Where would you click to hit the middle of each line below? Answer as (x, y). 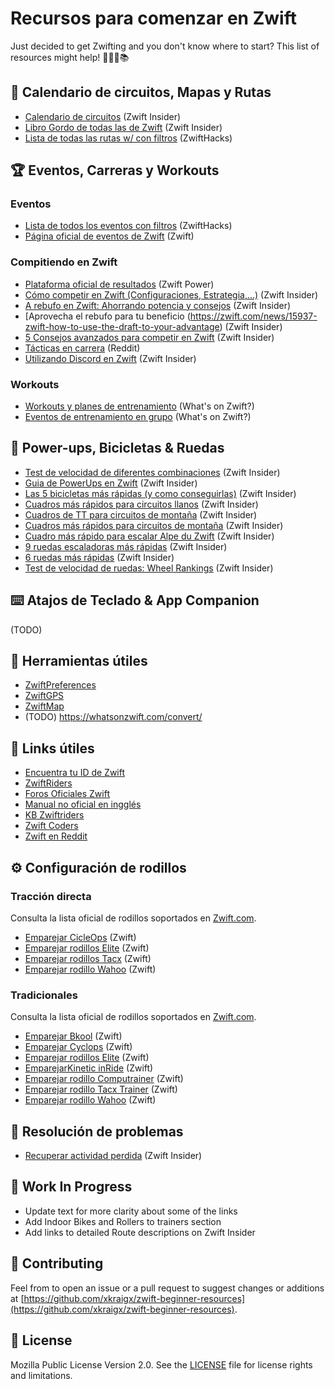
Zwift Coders (51, 826)
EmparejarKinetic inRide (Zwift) (89, 1068)
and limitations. (41, 1375)
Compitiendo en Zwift (64, 262)
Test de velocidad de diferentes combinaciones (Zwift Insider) (152, 472)
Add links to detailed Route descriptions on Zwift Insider (140, 1232)
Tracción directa (51, 896)
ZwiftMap (44, 706)
